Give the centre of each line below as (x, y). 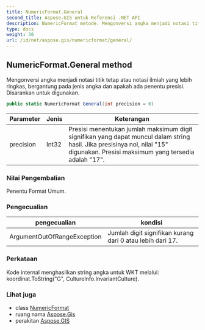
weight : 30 (20, 35)
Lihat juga (21, 295)
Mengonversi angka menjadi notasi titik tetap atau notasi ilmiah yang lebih (99, 79)
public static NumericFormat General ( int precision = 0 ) (80, 104)
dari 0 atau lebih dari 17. (143, 240)
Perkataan (22, 259)
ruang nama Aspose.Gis (45, 314)
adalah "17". (87, 159)
